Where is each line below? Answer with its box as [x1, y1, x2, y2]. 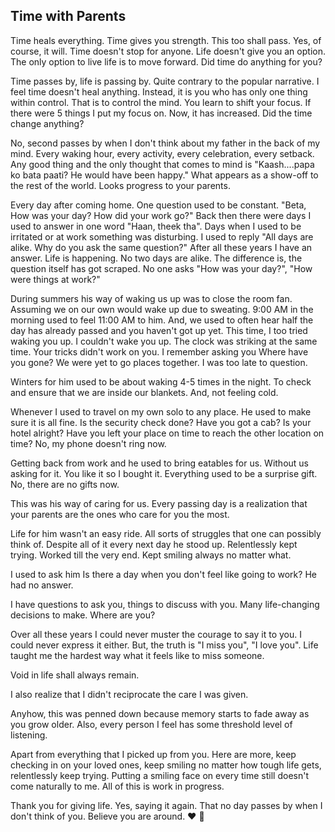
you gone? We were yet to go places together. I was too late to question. [10, 356, 308, 368]
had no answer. [10, 579, 74, 591]
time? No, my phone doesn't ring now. [10, 437, 167, 449]
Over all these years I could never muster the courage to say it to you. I [10, 628, 303, 640]
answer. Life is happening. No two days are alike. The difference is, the [10, 252, 303, 264]
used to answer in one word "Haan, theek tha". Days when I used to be [10, 220, 302, 232]
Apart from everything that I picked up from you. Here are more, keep [10, 748, 297, 760]
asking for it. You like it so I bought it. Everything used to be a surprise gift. [10, 467, 318, 479]
